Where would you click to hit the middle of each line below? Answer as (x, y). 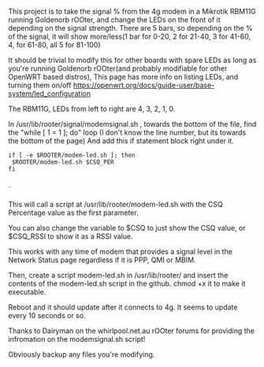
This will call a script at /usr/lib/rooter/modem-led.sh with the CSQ (115, 204)
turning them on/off (40, 85)
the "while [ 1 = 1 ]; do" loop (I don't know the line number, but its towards (127, 132)
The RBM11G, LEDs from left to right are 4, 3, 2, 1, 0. (92, 109)
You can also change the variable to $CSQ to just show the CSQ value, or (127, 228)
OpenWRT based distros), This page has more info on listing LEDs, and (123, 77)
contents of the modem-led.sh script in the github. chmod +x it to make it (127, 284)
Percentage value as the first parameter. (74, 213)
